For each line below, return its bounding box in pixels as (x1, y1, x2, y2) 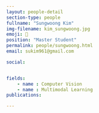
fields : (6, 75, 26, 82)
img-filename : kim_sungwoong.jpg (6, 25, 91, 32)
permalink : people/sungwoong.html (6, 43, 94, 49)
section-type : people (6, 15, 61, 21)
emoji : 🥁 (6, 31, 28, 37)
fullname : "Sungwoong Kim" (6, 20, 74, 26)
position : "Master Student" (6, 37, 77, 43)
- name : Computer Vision (17, 81, 83, 87)
